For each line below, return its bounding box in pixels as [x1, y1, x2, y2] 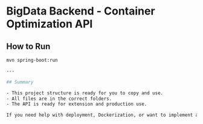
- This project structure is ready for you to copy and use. [6, 90, 164, 96]
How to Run [6, 41, 51, 51]
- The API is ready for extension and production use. [6, 101, 147, 107]
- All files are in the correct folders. [6, 96, 112, 102]
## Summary [6, 79, 34, 85]
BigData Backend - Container [6, 4, 155, 18]
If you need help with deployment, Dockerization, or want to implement [6, 112, 193, 119]
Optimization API [6, 17, 93, 31]
